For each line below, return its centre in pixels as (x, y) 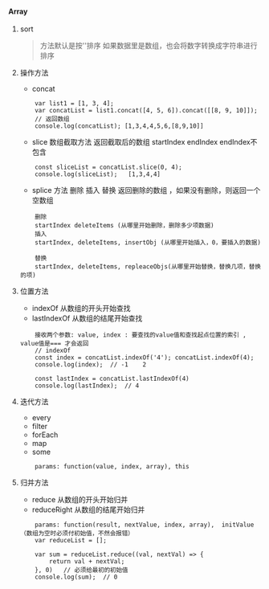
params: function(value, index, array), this (112, 467)
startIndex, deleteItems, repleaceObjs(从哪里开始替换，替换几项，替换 (148, 267)
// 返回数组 (52, 119)
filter (40, 427)
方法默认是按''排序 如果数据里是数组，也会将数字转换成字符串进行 (149, 46)
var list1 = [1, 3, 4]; (74, 104)
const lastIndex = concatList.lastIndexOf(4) (112, 379)
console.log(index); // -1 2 (91, 365)
